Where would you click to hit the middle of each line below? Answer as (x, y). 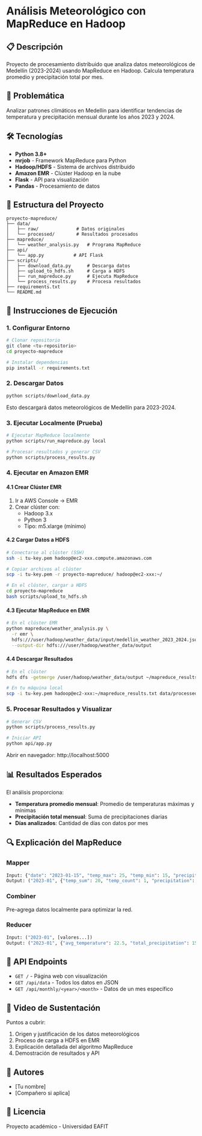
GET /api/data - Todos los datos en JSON (67, 983)
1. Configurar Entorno (38, 328)
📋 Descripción (35, 47)
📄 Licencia (26, 1112)
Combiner (21, 896)
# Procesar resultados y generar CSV (54, 452)
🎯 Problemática (35, 96)
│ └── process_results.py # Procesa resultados (74, 282)
